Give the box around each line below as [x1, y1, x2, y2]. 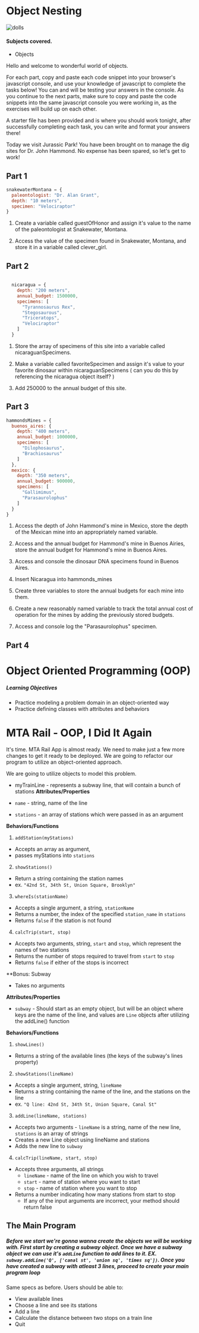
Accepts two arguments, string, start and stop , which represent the [14, 940, 181, 947]
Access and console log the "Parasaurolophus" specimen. [14, 623, 157, 630]
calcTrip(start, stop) [14, 929, 71, 935]
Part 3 [6, 402, 29, 412]
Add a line [14, 1308, 40, 1315]
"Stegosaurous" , [21, 309, 62, 316]
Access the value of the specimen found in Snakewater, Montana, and [14, 237, 187, 244]
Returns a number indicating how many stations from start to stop [14, 1191, 176, 1198]
